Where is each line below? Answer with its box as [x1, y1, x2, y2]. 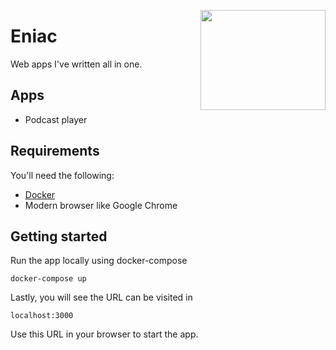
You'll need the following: [10, 169, 115, 181]
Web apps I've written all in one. [10, 58, 143, 70]
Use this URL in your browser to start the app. [10, 328, 199, 340]
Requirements [10, 143, 100, 160]
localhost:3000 [10, 311, 74, 321]
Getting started [10, 228, 108, 245]
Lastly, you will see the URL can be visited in [10, 291, 193, 304]
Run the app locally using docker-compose [10, 255, 188, 267]
